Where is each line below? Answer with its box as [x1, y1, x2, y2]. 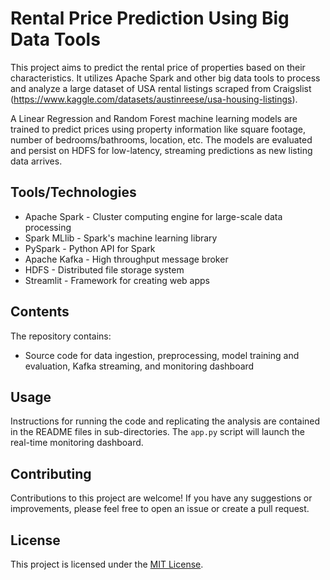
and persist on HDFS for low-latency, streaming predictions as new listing [10, 144, 313, 156]
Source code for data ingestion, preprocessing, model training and [24, 349, 300, 361]
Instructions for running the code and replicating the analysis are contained [10, 415, 321, 427]
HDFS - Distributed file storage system [24, 263, 185, 276]
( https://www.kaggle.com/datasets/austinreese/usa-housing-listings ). [10, 93, 298, 105]
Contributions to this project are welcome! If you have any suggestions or [10, 492, 313, 504]
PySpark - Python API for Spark [24, 242, 156, 254]
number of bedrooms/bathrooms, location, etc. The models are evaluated [10, 133, 313, 146]
